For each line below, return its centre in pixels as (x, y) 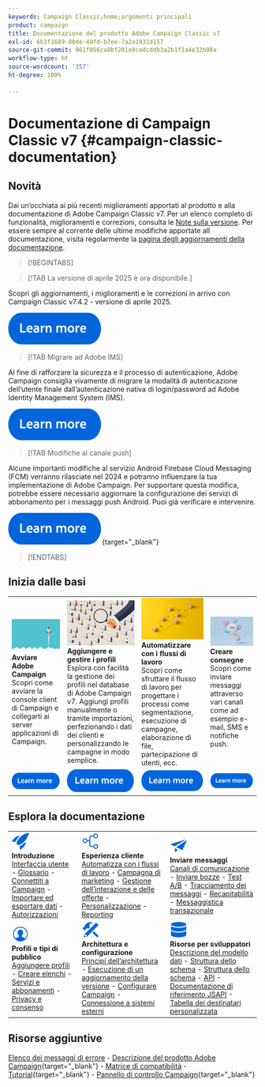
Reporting (97, 915)
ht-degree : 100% (35, 75)
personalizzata (194, 1011)
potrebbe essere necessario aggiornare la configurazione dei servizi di (123, 493)
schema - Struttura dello (209, 969)
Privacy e (26, 998)
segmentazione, (168, 712)
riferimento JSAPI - (201, 995)
